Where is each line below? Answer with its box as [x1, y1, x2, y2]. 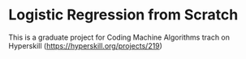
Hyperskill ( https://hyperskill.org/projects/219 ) [8, 40, 162, 50]
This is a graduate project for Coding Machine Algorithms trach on [8, 32, 230, 42]
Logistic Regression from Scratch [8, 6, 239, 24]
